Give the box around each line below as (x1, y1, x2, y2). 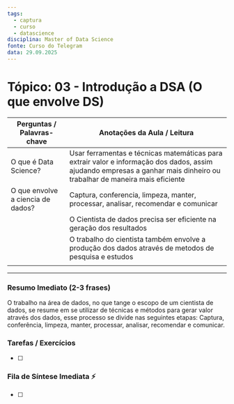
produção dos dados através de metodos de (69, 243, 214, 253)
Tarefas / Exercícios (7, 339, 76, 348)
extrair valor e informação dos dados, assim (69, 157, 213, 166)
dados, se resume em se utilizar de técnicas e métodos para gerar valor (7, 306, 214, 314)
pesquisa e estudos (69, 251, 134, 261)
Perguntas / (17, 119, 57, 129)
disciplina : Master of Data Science (7, 36, 114, 43)
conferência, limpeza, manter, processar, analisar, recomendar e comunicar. (7, 321, 225, 329)
